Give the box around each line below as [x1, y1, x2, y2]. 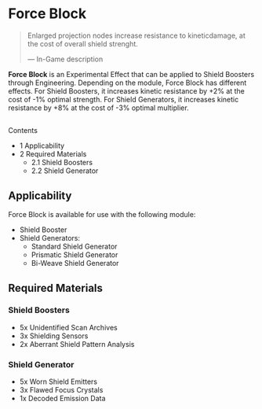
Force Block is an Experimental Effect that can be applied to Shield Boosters [8, 69, 255, 79]
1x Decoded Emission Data [19, 394, 106, 403]
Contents [8, 126, 38, 135]
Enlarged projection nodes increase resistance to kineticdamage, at [27, 31, 246, 40]
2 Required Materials [19, 149, 87, 159]
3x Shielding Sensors [19, 331, 89, 341]
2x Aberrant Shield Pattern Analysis [19, 339, 135, 348]
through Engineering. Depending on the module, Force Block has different [8, 78, 247, 87]
